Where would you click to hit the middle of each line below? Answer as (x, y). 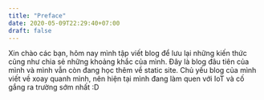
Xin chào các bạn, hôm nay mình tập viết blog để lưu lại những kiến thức (128, 54)
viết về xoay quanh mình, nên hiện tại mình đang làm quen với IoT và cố (126, 79)
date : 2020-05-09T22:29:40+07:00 (64, 23)
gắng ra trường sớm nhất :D (54, 87)
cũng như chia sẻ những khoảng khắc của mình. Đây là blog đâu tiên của (129, 62)
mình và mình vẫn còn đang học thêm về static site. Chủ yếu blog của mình (132, 70)
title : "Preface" (37, 16)
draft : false (30, 30)
